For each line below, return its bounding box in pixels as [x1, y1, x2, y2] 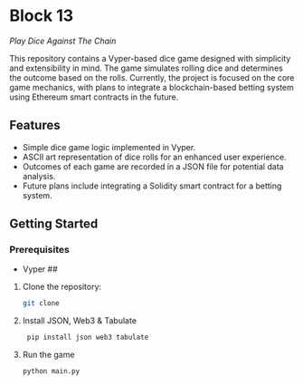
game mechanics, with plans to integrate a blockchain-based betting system [9, 82, 294, 92]
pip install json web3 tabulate [26, 332, 149, 342]
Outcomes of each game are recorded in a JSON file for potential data [22, 160, 284, 172]
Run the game [22, 350, 75, 361]
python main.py [22, 367, 80, 376]
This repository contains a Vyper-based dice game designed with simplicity [9, 53, 291, 63]
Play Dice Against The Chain [9, 35, 117, 46]
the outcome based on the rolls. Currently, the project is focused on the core [9, 72, 295, 82]
